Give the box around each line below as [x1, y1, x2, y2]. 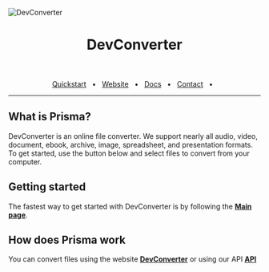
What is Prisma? [8, 110, 91, 124]
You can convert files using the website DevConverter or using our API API [8, 254, 257, 264]
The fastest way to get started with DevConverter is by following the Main [8, 201, 252, 211]
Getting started [8, 181, 86, 194]
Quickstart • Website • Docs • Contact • [51, 79, 214, 88]
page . [8, 209, 28, 220]
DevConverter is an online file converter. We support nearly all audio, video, [8, 131, 259, 140]
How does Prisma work [8, 233, 126, 246]
